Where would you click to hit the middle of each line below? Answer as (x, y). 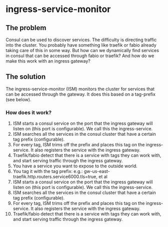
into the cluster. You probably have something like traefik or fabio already (81, 45)
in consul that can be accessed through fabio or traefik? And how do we (80, 56)
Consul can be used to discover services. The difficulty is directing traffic (81, 40)
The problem (26, 28)
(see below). (18, 99)
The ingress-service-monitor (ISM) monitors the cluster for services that (80, 89)
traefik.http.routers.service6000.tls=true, (55, 177)
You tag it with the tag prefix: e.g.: (48, 171)
